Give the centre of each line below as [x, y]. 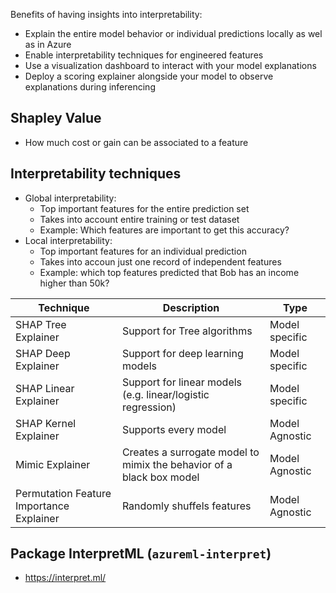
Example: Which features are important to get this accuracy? [164, 230]
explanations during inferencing [90, 87]
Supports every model [174, 429]
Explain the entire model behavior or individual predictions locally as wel [173, 33]
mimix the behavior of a [177, 464]
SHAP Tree [41, 324]
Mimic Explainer [53, 464]
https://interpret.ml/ [65, 578]
